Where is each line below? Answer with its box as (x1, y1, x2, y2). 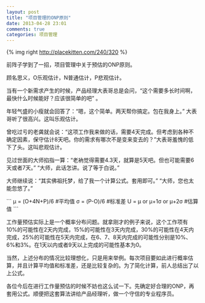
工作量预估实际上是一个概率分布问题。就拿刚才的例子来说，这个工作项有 (6, 218, 188, 226)
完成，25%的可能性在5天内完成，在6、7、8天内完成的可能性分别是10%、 (6, 233, 192, 241)
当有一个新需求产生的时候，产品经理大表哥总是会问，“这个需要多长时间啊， (6, 87, 196, 95)
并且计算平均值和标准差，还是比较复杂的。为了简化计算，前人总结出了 (16, 262, 193, 269)
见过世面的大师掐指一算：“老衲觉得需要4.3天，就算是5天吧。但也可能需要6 (6, 156, 195, 164)
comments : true (6, 26, 45, 32)
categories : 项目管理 (6, 32, 58, 38)
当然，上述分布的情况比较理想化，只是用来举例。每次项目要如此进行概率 (6, 254, 188, 261)
